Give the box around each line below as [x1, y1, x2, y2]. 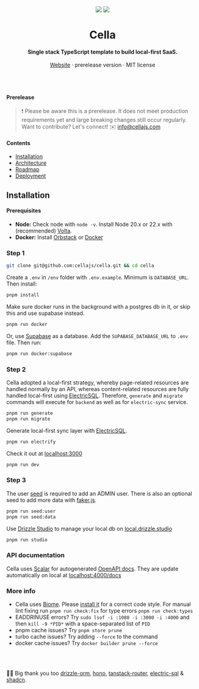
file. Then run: [6, 339, 42, 346]
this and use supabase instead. [6, 309, 85, 317]
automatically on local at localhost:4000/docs [6, 571, 121, 579]
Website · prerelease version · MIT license [49, 61, 156, 68]
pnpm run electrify [6, 439, 56, 445]
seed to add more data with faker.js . [6, 496, 96, 503]
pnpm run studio [6, 536, 48, 543]
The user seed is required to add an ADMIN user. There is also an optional [6, 489, 192, 497]
